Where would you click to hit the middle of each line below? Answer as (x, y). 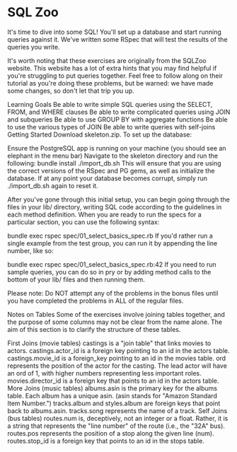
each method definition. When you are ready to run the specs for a (104, 214)
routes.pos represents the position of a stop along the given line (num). (111, 433)
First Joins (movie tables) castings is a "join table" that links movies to (109, 343)
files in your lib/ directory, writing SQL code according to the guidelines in (115, 207)
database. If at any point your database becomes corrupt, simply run (107, 178)
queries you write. (34, 47)
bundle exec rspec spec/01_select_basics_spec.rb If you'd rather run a (110, 236)
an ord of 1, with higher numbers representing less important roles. (104, 373)
